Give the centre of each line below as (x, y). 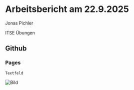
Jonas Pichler (19, 23)
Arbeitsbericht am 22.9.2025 (67, 9)
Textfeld (14, 73)
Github (16, 48)
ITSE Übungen (20, 32)
